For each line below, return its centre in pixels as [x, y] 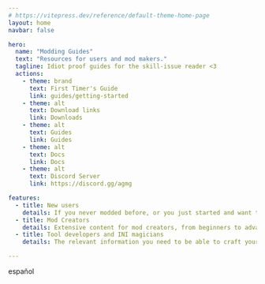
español [21, 271]
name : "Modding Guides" [54, 52]
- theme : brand [47, 81]
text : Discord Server [65, 177]
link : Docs [47, 162]
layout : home [30, 23]
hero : [17, 44]
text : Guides [50, 133]
